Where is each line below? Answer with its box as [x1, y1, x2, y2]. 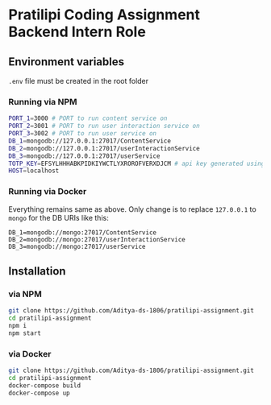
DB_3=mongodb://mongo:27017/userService [8, 242, 147, 250]
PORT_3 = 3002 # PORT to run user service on [8, 130, 157, 138]
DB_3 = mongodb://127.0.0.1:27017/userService [8, 151, 161, 160]
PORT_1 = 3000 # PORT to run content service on [8, 114, 168, 122]
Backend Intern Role [8, 23, 147, 41]
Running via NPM [8, 96, 78, 107]
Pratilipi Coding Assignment [8, 6, 200, 24]
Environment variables [8, 55, 125, 68]
